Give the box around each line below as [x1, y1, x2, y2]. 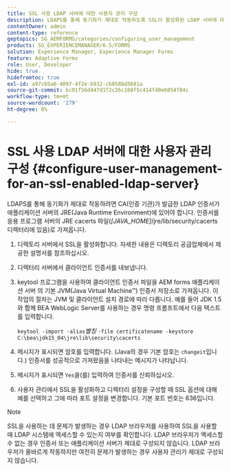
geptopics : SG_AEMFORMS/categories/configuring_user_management [7, 36, 195, 43]
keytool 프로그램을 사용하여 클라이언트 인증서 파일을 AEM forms [16, 278, 190, 286]
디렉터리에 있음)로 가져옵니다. [7, 225, 87, 234]
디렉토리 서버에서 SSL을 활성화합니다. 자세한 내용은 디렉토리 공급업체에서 [16, 240, 214, 248]
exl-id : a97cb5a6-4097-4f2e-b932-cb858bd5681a [7, 80, 143, 87]
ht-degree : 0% [7, 106, 48, 113]
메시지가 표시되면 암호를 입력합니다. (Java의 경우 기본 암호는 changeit [16, 347, 206, 355]
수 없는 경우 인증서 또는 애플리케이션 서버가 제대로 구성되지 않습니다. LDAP [7, 439, 208, 447]
